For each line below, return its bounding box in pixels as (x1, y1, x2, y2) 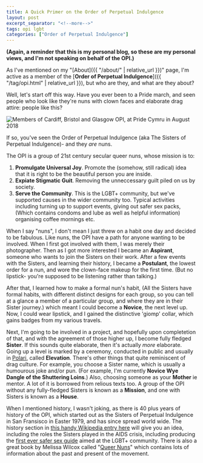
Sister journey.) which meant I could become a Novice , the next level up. (6, 304, 188, 311)
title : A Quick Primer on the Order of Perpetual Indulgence (6, 9, 164, 15)
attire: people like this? (6, 104, 62, 111)
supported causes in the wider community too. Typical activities (15, 196, 175, 204)
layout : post (6, 15, 39, 21)
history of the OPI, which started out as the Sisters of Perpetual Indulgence (6, 411, 194, 419)
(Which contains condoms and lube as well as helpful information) (15, 209, 181, 216)
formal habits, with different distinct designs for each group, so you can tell (6, 291, 194, 298)
